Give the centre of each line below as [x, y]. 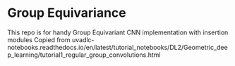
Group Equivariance [67, 13]
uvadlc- [83, 39]
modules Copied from [39, 39]
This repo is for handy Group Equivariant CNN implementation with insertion [118, 32]
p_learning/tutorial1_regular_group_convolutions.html [84, 55]
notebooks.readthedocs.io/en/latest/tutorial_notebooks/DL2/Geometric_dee [117, 47]
